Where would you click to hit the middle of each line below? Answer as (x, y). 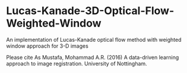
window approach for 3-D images (47, 46)
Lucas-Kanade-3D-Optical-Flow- (90, 11)
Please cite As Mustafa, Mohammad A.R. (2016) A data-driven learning (93, 57)
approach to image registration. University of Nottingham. (77, 64)
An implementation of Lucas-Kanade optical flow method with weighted (94, 39)
